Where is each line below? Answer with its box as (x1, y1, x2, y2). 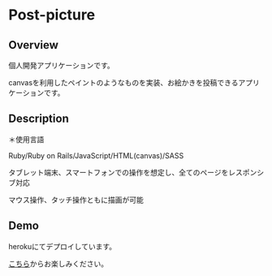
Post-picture (8, 6, 96, 24)
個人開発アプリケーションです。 (8, 61, 115, 70)
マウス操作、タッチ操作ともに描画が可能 (8, 195, 144, 205)
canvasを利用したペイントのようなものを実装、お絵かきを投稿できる (8, 78, 239, 87)
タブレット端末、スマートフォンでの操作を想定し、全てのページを (8, 167, 229, 177)
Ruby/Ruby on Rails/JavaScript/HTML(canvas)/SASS (8, 150, 184, 160)
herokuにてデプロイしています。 (8, 241, 117, 251)
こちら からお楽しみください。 (8, 258, 108, 269)
